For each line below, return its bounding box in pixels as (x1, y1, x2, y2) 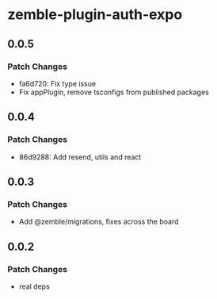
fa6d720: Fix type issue (18, 79, 97, 88)
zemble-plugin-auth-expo (7, 6, 183, 24)
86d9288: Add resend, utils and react (18, 152, 142, 162)
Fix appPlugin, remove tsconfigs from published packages (18, 87, 209, 97)
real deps (18, 282, 51, 291)
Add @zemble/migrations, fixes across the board (18, 217, 179, 227)
